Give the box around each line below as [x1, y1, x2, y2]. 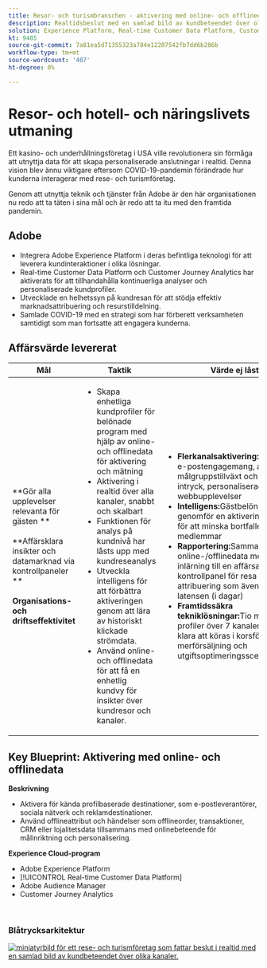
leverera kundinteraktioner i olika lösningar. [19, 258, 161, 268]
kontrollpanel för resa [177, 571, 257, 582]
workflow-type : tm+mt [8, 49, 80, 57]
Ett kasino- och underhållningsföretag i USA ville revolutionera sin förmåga [8, 148, 253, 158]
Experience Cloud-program [8, 848, 101, 858]
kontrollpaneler [12, 565, 69, 576]
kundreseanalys [96, 556, 157, 567]
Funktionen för [96, 516, 151, 527]
